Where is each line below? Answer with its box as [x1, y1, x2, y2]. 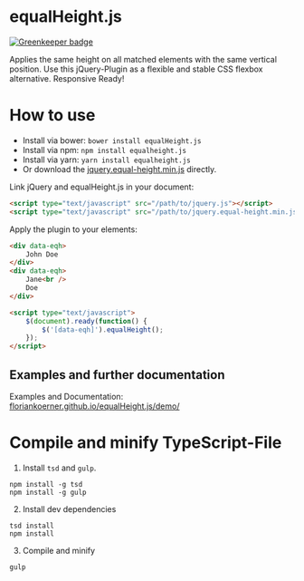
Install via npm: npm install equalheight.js [22, 144, 187, 155]
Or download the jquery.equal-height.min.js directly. [22, 163, 217, 174]
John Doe [25, 249, 59, 259]
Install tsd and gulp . [22, 462, 97, 473]
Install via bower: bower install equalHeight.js [22, 134, 202, 146]
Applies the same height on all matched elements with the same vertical [9, 53, 278, 64]
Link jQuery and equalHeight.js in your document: [9, 181, 195, 192]
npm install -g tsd [9, 479, 83, 489]
